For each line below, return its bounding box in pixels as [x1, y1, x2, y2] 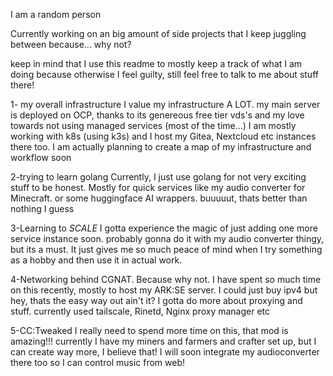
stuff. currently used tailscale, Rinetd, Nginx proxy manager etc [10, 305, 271, 317]
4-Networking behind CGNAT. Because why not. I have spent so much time [10, 274, 322, 285]
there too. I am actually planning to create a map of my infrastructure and [10, 141, 312, 153]
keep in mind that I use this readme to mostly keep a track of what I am [10, 58, 303, 69]
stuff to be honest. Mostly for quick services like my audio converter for [10, 182, 306, 193]
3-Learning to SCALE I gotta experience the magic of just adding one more [10, 222, 318, 234]
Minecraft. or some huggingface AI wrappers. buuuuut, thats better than [10, 192, 308, 204]
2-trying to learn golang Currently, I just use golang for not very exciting [10, 171, 307, 183]
